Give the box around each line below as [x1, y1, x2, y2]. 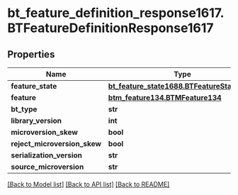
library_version [11, 116, 62, 126]
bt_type [11, 104, 38, 114]
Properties [7, 48, 55, 60]
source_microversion [11, 162, 84, 172]
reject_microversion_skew [11, 139, 101, 148]
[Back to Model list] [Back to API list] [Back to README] [7, 180, 170, 189]
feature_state [11, 82, 57, 91]
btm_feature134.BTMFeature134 [108, 93, 222, 102]
